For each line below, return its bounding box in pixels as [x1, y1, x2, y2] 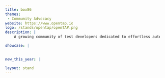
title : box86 [5, 7, 32, 12]
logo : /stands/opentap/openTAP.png [5, 25, 78, 30]
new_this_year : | [5, 57, 41, 61]
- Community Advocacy [7, 16, 52, 21]
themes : [5, 12, 21, 17]
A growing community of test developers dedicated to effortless [14, 35, 151, 39]
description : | [5, 30, 36, 35]
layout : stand [5, 66, 34, 71]
